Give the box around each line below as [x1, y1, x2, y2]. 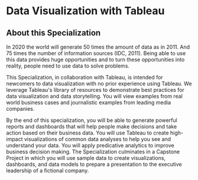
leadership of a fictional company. [6, 167, 89, 174]
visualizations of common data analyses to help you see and [24, 136, 171, 143]
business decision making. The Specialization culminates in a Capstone [6, 148, 180, 155]
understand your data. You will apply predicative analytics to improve [6, 142, 174, 149]
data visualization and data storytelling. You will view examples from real [6, 93, 183, 99]
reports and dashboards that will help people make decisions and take [6, 123, 177, 130]
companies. [6, 105, 35, 112]
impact [6, 136, 23, 143]
